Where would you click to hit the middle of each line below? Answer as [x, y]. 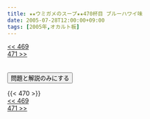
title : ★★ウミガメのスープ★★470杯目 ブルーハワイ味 [75, 14]
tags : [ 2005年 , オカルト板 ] [43, 27]
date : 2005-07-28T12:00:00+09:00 [56, 20]
